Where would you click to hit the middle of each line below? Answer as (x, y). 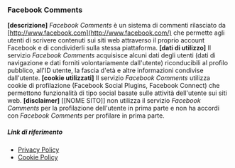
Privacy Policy (38, 150)
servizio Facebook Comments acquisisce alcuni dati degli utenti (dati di (111, 55)
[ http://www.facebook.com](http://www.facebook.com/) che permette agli (116, 33)
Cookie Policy (38, 157)
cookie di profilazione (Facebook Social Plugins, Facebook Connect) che (114, 86)
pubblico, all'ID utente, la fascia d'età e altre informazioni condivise (105, 71)
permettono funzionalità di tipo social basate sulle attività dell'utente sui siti (117, 93)
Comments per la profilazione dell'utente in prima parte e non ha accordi (114, 108)
